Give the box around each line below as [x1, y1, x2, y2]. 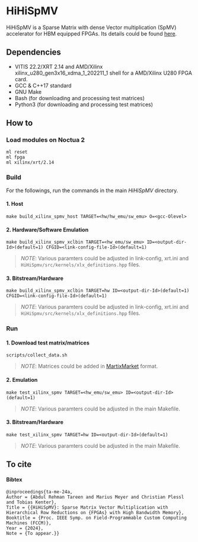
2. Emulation [6, 377, 38, 384]
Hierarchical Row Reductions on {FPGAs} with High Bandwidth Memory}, [6, 510, 184, 516]
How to [6, 118, 33, 128]
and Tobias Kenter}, [6, 499, 58, 505]
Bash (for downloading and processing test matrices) [14, 94, 145, 101]
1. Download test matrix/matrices [6, 339, 90, 346]
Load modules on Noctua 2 [6, 136, 85, 144]
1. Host [6, 200, 24, 208]
